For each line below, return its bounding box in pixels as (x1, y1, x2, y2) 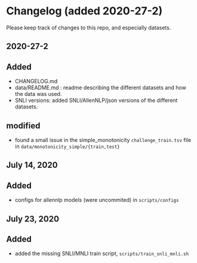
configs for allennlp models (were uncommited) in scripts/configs (14, 197, 179, 204)
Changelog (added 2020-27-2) (6, 4, 163, 18)
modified (6, 120, 41, 131)
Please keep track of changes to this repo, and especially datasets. (6, 24, 171, 31)
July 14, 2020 (6, 160, 58, 170)
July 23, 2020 (6, 214, 60, 224)
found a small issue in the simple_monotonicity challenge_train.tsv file (14, 136, 192, 143)
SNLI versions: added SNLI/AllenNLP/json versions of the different (14, 97, 178, 104)
